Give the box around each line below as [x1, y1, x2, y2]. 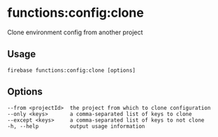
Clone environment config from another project [7, 28, 143, 36]
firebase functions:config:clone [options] [7, 66, 136, 74]
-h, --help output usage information [7, 122, 145, 130]
